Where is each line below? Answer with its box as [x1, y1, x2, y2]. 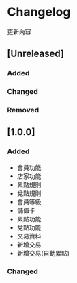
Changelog [7, 4, 71, 20]
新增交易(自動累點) [16, 249, 70, 257]
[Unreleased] [7, 48, 65, 60]
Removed [7, 106, 40, 115]
